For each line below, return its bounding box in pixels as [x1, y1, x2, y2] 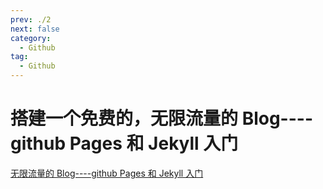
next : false [10, 24, 60, 34]
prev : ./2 [10, 14, 52, 25]
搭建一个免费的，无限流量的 [10, 107, 239, 130]
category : [10, 33, 52, 43]
